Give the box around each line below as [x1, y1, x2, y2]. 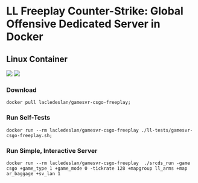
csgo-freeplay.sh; [6, 132, 53, 138]
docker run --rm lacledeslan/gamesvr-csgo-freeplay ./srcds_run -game [6, 160, 190, 166]
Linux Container [6, 54, 68, 64]
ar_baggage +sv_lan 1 [6, 170, 61, 176]
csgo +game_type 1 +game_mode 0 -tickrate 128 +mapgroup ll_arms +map [6, 165, 188, 172]
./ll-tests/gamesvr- [141, 127, 193, 133]
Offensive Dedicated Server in [6, 17, 161, 31]
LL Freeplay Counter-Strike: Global [6, 4, 184, 18]
